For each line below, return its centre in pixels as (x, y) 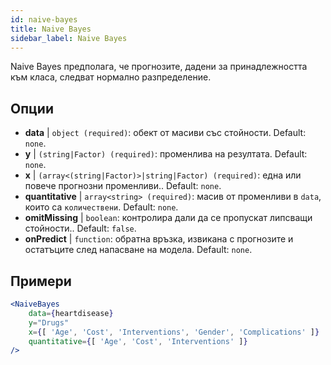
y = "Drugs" (49, 322)
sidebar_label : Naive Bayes (69, 38)
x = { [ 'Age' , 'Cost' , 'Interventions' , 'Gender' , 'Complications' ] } (174, 332)
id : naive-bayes (44, 19)
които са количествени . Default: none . (101, 207)
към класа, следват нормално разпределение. (111, 77)
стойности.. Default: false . (80, 228)
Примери (41, 281)
